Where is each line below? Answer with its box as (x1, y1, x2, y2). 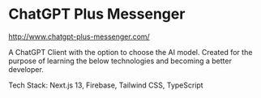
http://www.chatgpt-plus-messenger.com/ (8, 32, 150, 41)
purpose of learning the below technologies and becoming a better (8, 56, 233, 66)
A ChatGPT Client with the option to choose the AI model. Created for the (8, 47, 253, 57)
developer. (8, 64, 45, 74)
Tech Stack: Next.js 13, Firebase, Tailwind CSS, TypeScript (8, 80, 204, 90)
